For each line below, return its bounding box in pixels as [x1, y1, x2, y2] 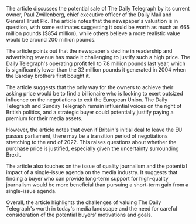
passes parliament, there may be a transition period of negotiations [6, 133, 168, 140]
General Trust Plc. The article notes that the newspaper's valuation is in [6, 18, 178, 24]
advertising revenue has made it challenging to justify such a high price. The [6, 54, 190, 60]
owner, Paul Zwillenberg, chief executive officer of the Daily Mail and [6, 11, 172, 18]
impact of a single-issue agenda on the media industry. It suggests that [6, 169, 178, 175]
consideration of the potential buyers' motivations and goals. [6, 211, 153, 218]
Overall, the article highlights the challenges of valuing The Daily [6, 199, 161, 206]
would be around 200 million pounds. [6, 36, 96, 43]
